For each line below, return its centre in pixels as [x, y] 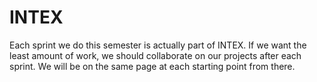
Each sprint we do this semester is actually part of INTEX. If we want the [158, 45]
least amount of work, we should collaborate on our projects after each [155, 55]
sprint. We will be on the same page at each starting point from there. [152, 66]
